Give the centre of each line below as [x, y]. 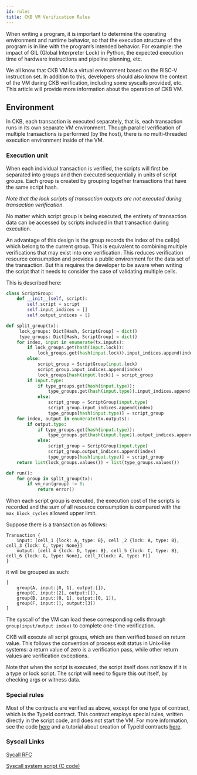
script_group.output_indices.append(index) [102, 452]
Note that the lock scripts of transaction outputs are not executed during [94, 198]
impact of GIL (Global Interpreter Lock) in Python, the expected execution [95, 52]
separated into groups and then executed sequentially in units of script [91, 175]
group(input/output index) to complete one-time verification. [81, 626]
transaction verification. [35, 205]
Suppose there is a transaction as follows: [57, 525]
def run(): [19, 473]
